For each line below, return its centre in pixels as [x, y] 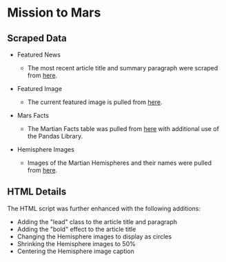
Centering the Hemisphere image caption [75, 251]
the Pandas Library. [55, 136]
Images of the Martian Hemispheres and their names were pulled [120, 163]
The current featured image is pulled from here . [95, 102]
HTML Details [37, 192]
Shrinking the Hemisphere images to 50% [76, 243]
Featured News [39, 54]
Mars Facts [33, 115]
